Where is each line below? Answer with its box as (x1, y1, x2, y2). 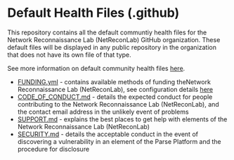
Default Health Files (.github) (7, 5, 180, 21)
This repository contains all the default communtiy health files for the (7, 28, 207, 36)
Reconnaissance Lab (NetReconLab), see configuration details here (17, 85, 213, 93)
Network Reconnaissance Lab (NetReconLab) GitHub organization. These (7, 35, 221, 44)
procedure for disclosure (17, 145, 90, 153)
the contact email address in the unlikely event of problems (17, 107, 189, 116)
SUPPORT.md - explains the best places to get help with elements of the (17, 114, 228, 124)
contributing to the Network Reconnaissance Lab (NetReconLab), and (17, 100, 219, 108)
